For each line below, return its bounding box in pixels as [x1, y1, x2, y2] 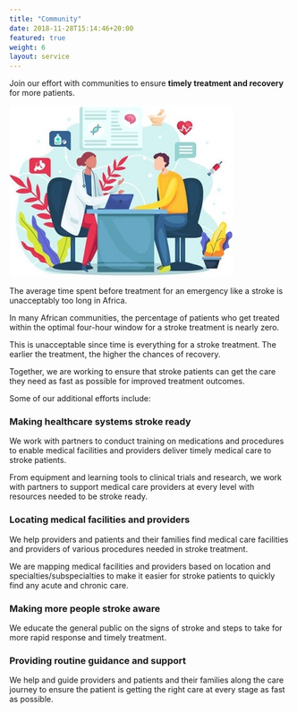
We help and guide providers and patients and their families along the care [9, 674, 284, 685]
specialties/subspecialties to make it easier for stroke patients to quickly [9, 570, 276, 581]
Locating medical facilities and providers [9, 513, 191, 526]
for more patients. [9, 88, 76, 99]
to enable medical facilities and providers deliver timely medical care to [9, 445, 272, 456]
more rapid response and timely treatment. [9, 632, 167, 643]
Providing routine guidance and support [9, 654, 186, 666]
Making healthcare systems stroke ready [9, 416, 191, 428]
